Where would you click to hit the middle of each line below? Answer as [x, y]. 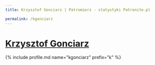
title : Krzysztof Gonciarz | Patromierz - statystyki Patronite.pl [78, 10]
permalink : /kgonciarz [29, 19]
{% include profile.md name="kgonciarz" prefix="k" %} [63, 57]
